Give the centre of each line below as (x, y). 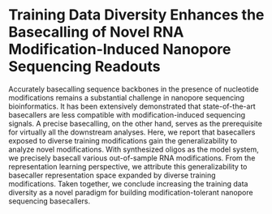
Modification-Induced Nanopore (120, 49)
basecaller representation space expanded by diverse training (112, 175)
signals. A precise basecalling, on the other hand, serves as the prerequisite (135, 123)
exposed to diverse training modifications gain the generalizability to (123, 140)
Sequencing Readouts (84, 67)
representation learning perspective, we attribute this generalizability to (128, 166)
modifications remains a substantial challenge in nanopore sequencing (127, 97)
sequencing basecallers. (50, 201)
